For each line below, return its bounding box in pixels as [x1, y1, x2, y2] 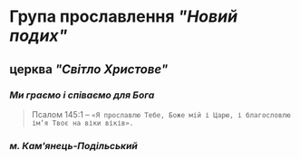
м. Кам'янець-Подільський [9, 139, 139, 152]
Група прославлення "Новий [9, 6, 238, 27]
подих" [9, 25, 68, 46]
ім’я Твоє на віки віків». [31, 118, 134, 127]
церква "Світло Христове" [9, 61, 169, 77]
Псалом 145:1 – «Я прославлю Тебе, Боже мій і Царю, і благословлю [31, 108, 291, 119]
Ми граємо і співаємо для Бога [9, 89, 155, 101]
